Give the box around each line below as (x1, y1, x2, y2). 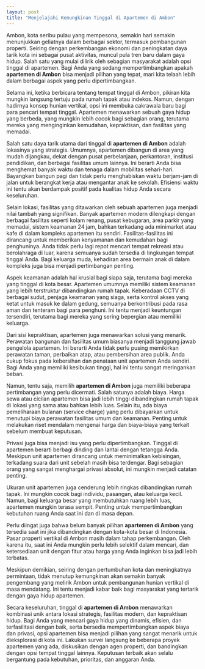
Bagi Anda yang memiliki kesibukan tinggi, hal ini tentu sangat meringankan (6, 363, 196, 371)
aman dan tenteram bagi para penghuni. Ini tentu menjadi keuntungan (6, 306, 182, 314)
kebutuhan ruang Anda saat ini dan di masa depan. (6, 509, 134, 517)
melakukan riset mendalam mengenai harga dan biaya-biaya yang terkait (6, 421, 189, 428)
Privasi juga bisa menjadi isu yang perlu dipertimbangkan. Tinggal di (6, 439, 178, 446)
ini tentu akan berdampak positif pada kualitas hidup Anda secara (6, 185, 171, 193)
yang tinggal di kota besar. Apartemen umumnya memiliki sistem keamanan (6, 280, 196, 287)
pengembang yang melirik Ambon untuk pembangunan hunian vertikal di (6, 578, 189, 586)
